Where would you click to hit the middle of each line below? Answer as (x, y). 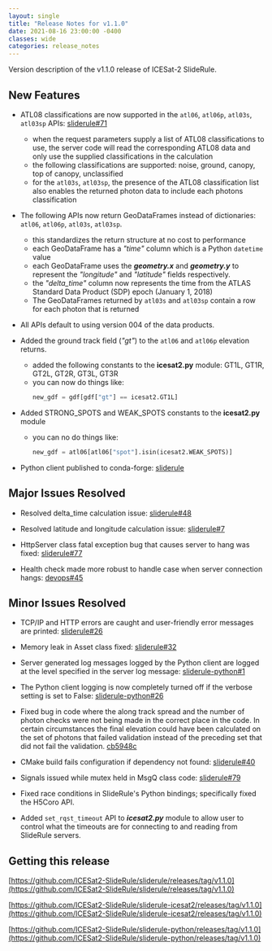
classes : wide (32, 39)
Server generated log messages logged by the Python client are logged (140, 663)
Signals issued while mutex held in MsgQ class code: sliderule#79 (130, 778)
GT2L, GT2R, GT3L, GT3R (75, 373)
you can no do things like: (76, 437)
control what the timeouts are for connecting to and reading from (129, 826)
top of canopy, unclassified (78, 173)
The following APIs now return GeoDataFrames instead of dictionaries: (138, 215)
